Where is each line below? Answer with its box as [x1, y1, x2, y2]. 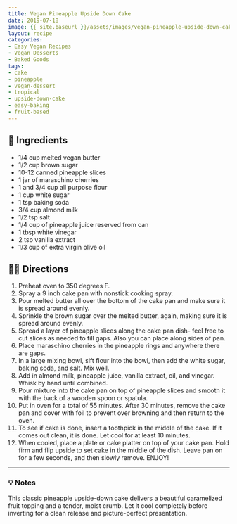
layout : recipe [8, 30, 53, 37]
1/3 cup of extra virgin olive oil [18, 243, 106, 251]
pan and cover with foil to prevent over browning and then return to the [18, 409, 224, 417]
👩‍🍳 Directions [8, 263, 69, 275]
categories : [8, 37, 43, 44]
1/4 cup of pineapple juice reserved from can [18, 220, 149, 229]
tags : [8, 63, 24, 70]
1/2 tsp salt [18, 212, 50, 222]
